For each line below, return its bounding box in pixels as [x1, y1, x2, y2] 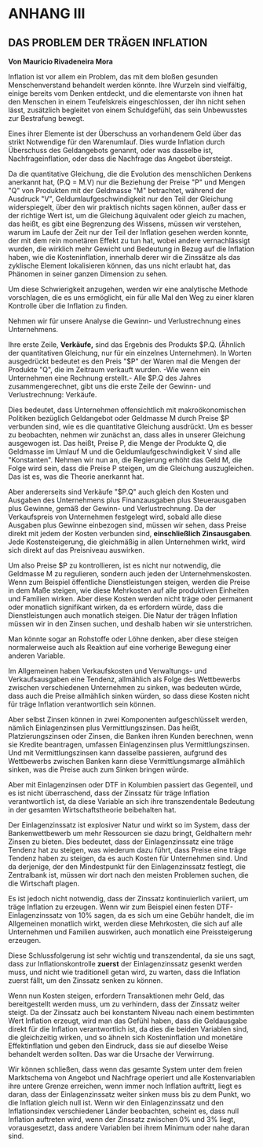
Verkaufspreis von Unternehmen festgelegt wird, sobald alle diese [8, 512, 222, 521]
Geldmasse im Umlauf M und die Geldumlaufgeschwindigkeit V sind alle [8, 447, 241, 456]
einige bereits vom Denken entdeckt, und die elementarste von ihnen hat [8, 89, 243, 98]
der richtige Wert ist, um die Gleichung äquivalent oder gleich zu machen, [8, 211, 247, 220]
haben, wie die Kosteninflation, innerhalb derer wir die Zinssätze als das [8, 253, 241, 261]
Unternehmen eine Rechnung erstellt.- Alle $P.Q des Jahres [8, 374, 202, 382]
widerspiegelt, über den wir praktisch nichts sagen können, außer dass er [8, 203, 247, 212]
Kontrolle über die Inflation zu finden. [8, 301, 128, 310]
